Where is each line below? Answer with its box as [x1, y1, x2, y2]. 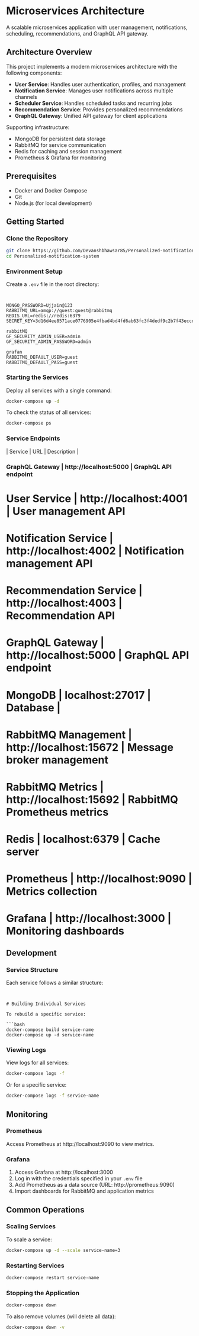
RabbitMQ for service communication [14, 141, 107, 149]
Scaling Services [6, 1222, 56, 1231]
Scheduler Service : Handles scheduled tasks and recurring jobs [14, 99, 172, 107]
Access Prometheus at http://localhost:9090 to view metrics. [6, 1140, 155, 1147]
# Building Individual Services [6, 1001, 86, 1007]
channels [14, 93, 37, 100]
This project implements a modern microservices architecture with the [6, 63, 178, 70]
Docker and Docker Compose [14, 187, 88, 194]
